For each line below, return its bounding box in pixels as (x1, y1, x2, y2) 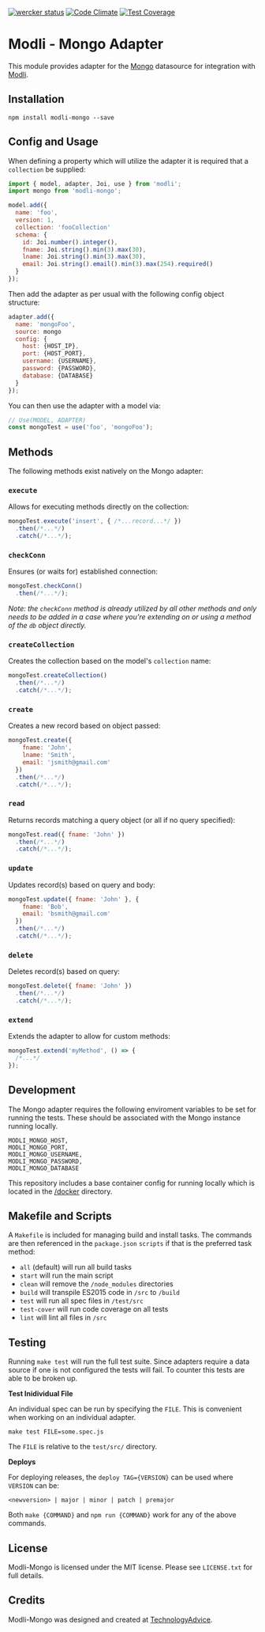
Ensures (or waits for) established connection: (8, 566, 158, 577)
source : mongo (15, 328, 62, 335)
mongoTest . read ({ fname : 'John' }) (8, 831, 125, 839)
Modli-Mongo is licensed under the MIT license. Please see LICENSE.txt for (8, 1562, 253, 1572)
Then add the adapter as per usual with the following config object (8, 289, 225, 298)
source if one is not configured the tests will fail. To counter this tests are (8, 1365, 245, 1375)
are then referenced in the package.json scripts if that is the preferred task (8, 1239, 252, 1248)
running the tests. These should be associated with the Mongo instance (8, 1112, 241, 1123)
